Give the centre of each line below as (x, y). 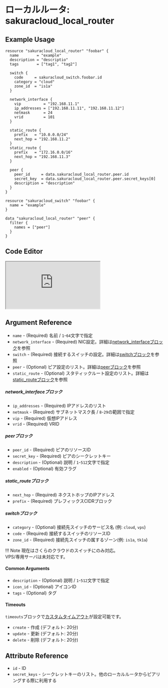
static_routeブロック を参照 (40, 379)
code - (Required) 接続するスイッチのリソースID (61, 533)
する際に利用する (39, 680)
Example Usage (30, 40)
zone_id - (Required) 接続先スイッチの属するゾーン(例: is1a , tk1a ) (80, 539)
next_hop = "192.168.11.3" (42, 157)
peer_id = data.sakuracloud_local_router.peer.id (71, 174)
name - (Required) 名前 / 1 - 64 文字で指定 (52, 335)
